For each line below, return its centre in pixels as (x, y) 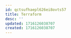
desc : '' (14, 19)
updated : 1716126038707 (30, 23)
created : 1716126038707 (30, 28)
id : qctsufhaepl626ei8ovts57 (36, 10)
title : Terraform (23, 14)
